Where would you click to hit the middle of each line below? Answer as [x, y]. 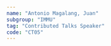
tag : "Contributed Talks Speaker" [56, 26]
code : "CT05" [25, 32]
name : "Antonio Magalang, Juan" [52, 13]
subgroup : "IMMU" [31, 20]
